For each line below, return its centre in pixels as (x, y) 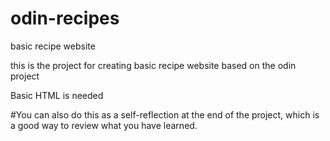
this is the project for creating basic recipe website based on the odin (153, 65)
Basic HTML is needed (57, 95)
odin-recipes (65, 18)
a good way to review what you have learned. (104, 125)
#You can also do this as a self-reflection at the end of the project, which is (165, 114)
